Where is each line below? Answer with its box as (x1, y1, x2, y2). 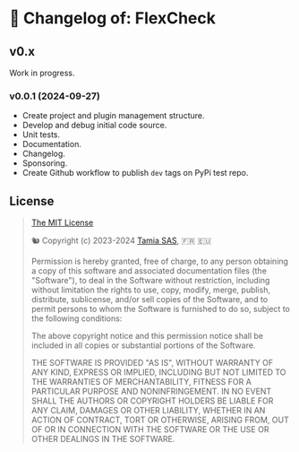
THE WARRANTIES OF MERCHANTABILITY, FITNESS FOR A (30, 377, 252, 387)
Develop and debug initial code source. (21, 120, 167, 131)
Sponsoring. (21, 158, 68, 169)
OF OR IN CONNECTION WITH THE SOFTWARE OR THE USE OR (30, 424, 269, 435)
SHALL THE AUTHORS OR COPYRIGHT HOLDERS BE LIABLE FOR (30, 395, 274, 406)
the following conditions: (30, 313, 123, 324)
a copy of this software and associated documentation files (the (30, 265, 267, 276)
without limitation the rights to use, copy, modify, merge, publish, (30, 284, 271, 295)
